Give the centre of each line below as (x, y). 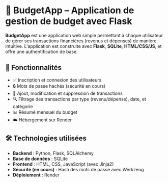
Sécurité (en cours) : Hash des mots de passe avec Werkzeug (78, 169)
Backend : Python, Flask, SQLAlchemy (53, 153)
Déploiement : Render (36, 175)
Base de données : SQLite (40, 159)
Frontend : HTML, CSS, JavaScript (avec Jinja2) (63, 164)
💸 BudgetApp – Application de (70, 10)
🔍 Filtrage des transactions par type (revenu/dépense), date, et (79, 99)
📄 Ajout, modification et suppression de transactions (68, 93)
